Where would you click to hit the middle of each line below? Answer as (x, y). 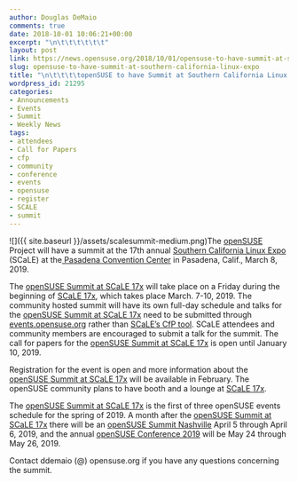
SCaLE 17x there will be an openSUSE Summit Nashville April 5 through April (149, 424)
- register (29, 199)
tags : (19, 133)
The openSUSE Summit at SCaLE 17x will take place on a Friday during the (145, 286)
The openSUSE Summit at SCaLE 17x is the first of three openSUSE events (145, 406)
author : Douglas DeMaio (53, 17)
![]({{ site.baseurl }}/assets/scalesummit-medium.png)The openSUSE (136, 241)
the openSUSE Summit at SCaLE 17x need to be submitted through (131, 314)
